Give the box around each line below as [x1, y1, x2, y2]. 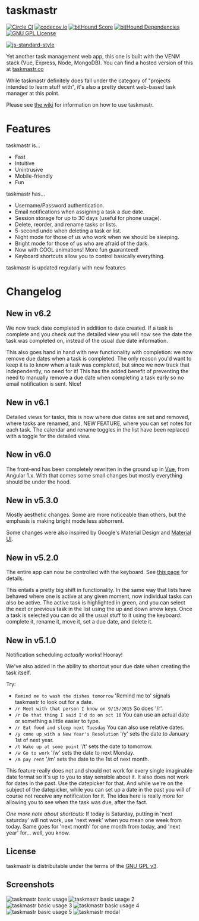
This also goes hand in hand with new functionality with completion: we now [6, 348, 193, 355]
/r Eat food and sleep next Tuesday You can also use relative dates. [14, 724, 185, 731]
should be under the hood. [6, 478, 71, 485]
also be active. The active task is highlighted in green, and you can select [6, 599, 186, 606]
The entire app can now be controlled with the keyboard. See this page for [6, 569, 188, 576]
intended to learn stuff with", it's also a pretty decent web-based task [6, 83, 176, 90]
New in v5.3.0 [6, 495, 59, 506]
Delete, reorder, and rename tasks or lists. [14, 221, 118, 228]
